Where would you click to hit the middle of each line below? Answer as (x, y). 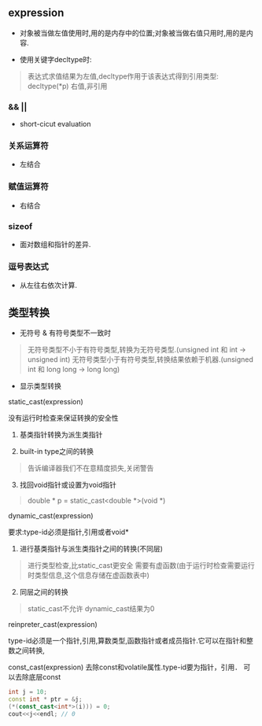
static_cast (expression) (46, 402)
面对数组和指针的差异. (55, 244)
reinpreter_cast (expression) (53, 625)
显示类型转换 (40, 386)
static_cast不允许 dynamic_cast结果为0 (91, 609)
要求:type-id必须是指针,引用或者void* (68, 532)
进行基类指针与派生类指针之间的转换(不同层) (91, 549)
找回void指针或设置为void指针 (68, 485)
